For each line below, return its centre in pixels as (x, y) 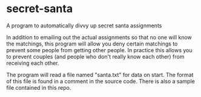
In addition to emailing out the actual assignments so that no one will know (99, 37)
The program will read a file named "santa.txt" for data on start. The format (100, 75)
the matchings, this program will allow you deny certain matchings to (92, 44)
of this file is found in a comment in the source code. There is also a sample (100, 81)
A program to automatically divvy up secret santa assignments (84, 25)
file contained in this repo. (39, 87)
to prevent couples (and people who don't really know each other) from (95, 56)
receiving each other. (33, 63)
